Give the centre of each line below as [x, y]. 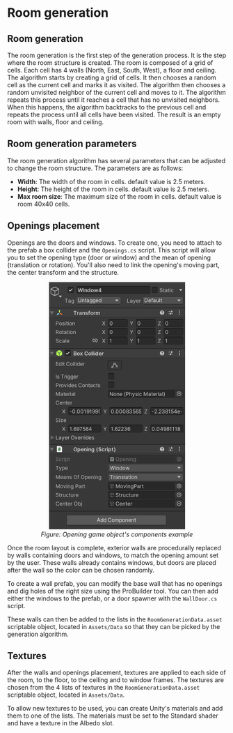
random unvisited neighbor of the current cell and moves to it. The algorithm [116, 92]
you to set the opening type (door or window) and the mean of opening [109, 257]
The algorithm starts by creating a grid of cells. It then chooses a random [112, 77]
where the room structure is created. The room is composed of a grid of [110, 63]
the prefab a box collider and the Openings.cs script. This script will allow [112, 250]
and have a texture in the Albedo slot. [61, 723]
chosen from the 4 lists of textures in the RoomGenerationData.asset [104, 688]
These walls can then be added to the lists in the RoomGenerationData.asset [115, 619]
